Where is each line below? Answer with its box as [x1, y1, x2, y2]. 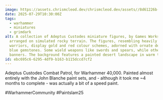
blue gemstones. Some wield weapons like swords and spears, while [9, 48, 149, 52]
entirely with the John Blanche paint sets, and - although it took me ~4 [5, 75, 146, 81]
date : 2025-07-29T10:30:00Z [5, 12, 62, 17]
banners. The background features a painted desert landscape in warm [9, 52, 155, 57]
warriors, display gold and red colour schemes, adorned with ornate [9, 43, 153, 48]
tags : [5, 16, 16, 21]
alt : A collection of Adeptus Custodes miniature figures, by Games [5, 34, 147, 39]
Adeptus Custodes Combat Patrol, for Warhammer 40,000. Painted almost [5, 70, 153, 76]
